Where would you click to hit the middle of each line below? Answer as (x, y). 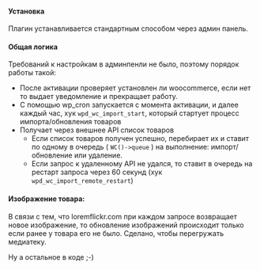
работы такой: (32, 73)
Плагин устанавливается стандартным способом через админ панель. (128, 29)
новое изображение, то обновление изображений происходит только (126, 225)
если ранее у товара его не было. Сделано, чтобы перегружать (116, 233)
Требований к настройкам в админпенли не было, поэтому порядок (124, 64)
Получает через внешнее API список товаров (97, 130)
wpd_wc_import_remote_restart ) (83, 181)
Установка (26, 11)
